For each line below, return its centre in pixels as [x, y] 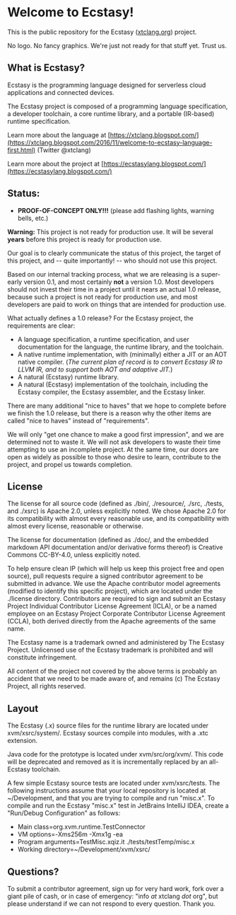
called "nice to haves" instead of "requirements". [78, 420]
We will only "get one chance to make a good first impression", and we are [116, 434]
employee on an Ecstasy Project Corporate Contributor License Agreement [117, 614]
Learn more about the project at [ [55, 163]
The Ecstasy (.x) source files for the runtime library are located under [108, 725]
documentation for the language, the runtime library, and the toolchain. [120, 347]
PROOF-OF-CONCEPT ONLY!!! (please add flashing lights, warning [116, 210]
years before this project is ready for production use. [84, 239]
